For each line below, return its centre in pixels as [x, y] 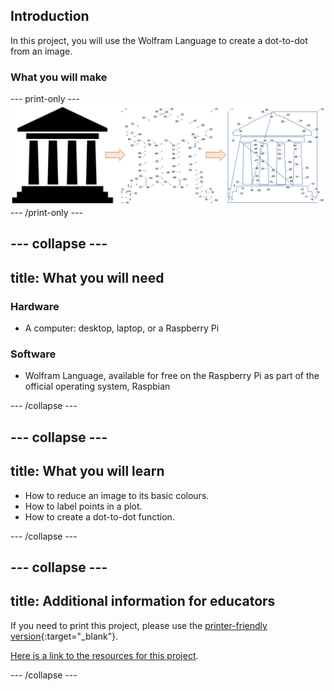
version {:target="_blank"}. [64, 636]
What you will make [59, 77]
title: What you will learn [87, 471]
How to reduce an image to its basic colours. [117, 495]
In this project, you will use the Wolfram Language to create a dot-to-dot [159, 40]
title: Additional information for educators [143, 601]
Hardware [35, 306]
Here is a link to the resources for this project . [104, 655]
